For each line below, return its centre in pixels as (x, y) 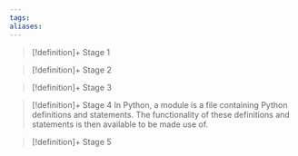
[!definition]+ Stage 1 (71, 52)
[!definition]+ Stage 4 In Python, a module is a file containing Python (159, 104)
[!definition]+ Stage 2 (71, 70)
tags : (20, 18)
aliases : (26, 26)
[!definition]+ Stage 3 (71, 87)
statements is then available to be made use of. (120, 124)
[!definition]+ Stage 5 (71, 141)
